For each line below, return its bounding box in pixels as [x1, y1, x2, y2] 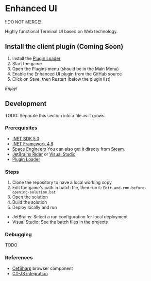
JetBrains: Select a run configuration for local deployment [12, 214, 128, 220]
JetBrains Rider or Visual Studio [12, 151, 76, 157]
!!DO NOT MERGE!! [5, 19, 43, 25]
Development [5, 100, 47, 108]
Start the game [12, 60, 42, 66]
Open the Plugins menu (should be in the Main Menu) [12, 66, 119, 71]
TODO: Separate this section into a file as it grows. [5, 112, 106, 118]
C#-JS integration [12, 270, 48, 276]
